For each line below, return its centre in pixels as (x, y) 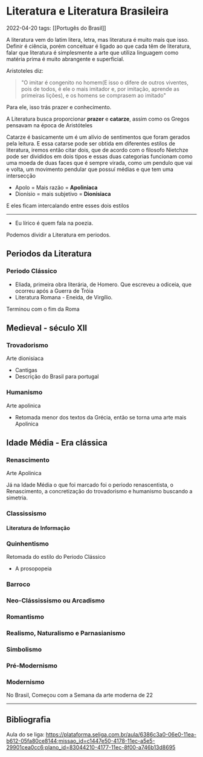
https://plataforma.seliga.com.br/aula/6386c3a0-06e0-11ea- (121, 734)
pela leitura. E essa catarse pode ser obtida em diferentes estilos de (91, 143)
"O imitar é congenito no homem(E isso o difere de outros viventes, (105, 82)
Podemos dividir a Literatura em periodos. (58, 235)
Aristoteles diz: (25, 70)
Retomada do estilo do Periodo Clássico (56, 557)
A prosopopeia (34, 569)
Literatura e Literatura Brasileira (88, 11)
